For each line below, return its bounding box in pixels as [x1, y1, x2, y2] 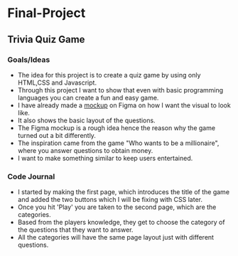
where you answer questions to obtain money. [17, 146, 153, 154]
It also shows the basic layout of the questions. [17, 116, 156, 124]
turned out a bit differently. [17, 131, 96, 139]
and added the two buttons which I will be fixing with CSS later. [17, 196, 202, 204]
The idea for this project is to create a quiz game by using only [17, 70, 201, 79]
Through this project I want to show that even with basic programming [17, 85, 224, 94]
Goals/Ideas [7, 55, 50, 65]
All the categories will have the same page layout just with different [17, 233, 215, 242]
